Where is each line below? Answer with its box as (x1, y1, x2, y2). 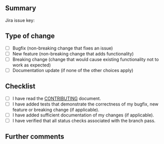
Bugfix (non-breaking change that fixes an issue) (12, 45, 113, 51)
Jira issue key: (5, 17, 35, 23)
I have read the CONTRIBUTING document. (12, 95, 101, 101)
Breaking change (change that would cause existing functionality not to (12, 56, 159, 62)
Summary (5, 4, 36, 12)
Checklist (5, 82, 36, 90)
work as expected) (12, 62, 51, 68)
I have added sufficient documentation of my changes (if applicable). (12, 112, 155, 118)
